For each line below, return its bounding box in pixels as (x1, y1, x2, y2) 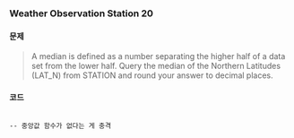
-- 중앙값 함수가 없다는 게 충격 (9, 122, 112, 131)
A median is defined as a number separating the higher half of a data (30, 51, 286, 62)
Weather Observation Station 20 (9, 7, 154, 20)
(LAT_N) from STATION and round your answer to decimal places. (30, 70, 273, 81)
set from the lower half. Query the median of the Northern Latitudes (30, 61, 281, 72)
